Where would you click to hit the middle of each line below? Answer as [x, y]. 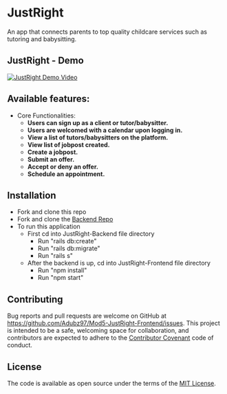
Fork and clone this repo [52, 212]
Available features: [48, 99]
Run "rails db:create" [67, 241]
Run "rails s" [55, 256]
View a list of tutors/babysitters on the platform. [98, 137]
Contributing [35, 299]
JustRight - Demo [45, 61]
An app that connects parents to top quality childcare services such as [107, 32]
